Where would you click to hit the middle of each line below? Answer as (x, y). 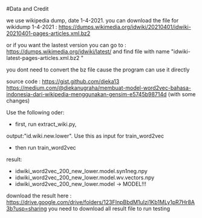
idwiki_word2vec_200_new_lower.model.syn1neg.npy (81, 171)
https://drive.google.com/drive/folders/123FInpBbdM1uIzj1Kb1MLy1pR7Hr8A (101, 202)
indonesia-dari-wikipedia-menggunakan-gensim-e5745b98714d (86, 94)
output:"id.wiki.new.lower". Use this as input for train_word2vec (85, 136)
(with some (182, 94)
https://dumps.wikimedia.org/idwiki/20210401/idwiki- (125, 27)
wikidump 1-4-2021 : (32, 27)
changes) (18, 101)
